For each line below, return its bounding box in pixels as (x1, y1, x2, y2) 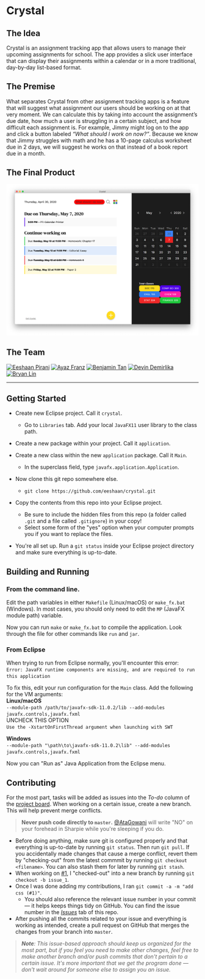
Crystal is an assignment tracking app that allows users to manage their (6, 44, 186, 51)
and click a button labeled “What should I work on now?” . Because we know (6, 130, 198, 138)
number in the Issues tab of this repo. (24, 909, 119, 916)
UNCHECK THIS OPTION (6, 717, 69, 724)
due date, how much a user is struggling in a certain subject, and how (6, 117, 182, 124)
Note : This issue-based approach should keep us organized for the (21, 940, 192, 947)
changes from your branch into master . (15, 928, 113, 936)
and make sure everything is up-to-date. (15, 549, 117, 556)
